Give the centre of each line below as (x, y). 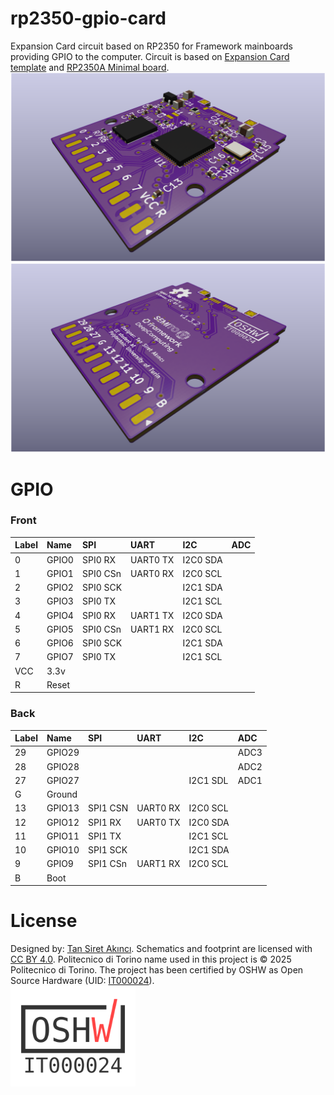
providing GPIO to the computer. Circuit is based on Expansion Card (150, 56)
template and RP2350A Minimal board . (90, 67)
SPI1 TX (105, 836)
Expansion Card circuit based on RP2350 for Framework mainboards (151, 46)
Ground (62, 794)
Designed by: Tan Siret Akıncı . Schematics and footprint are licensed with (161, 949)
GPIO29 (63, 753)
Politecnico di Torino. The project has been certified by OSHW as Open (157, 970)
